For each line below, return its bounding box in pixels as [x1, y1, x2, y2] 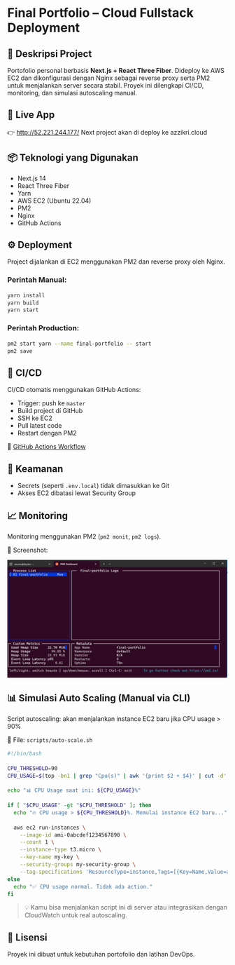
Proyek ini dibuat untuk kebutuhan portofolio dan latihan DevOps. [7, 950, 195, 959]
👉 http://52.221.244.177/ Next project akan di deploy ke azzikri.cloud [7, 128, 208, 136]
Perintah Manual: [7, 275, 67, 285]
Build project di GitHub [17, 407, 83, 415]
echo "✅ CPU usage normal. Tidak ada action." [13, 883, 153, 890]
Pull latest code [17, 421, 62, 430]
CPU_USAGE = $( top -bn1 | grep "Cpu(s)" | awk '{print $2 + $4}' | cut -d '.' [7, 772, 233, 779]
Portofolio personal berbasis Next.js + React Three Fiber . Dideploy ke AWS [7, 67, 225, 74]
